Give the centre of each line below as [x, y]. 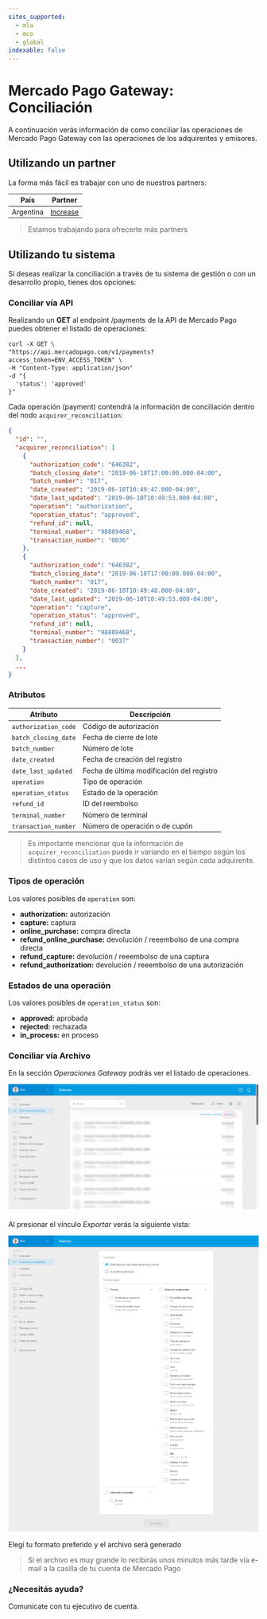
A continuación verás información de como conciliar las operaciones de [126, 130]
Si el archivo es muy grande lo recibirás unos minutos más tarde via [138, 1560]
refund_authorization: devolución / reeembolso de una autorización [132, 965]
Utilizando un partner [62, 163]
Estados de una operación [60, 986]
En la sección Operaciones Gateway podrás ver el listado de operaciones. [130, 1073]
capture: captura [48, 922]
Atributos [27, 695]
